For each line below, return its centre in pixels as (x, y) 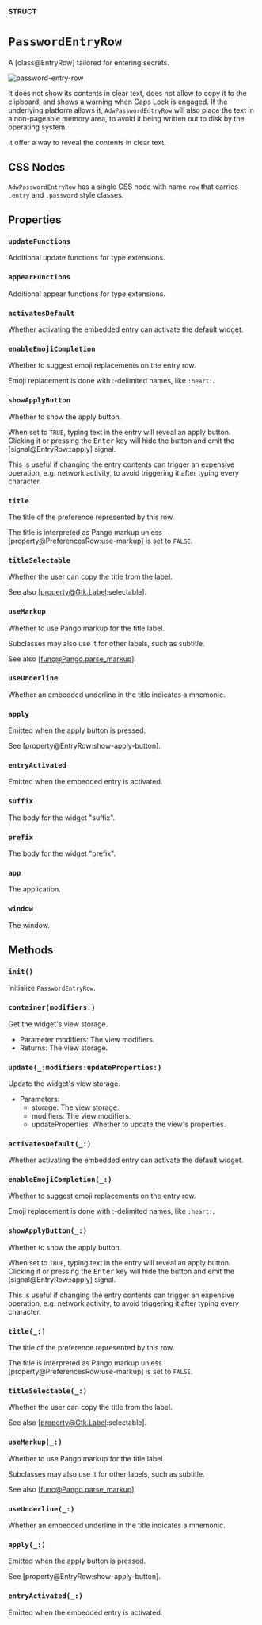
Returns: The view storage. (64, 1048)
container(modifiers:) (52, 1008)
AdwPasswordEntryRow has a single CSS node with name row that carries (123, 187)
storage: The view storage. (75, 1107)
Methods (31, 950)
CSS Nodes (37, 167)
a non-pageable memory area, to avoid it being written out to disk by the (126, 118)
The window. (29, 925)
